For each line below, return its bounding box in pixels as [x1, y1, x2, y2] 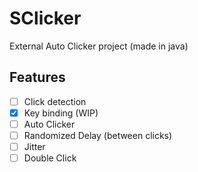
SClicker [9, 7, 82, 30]
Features [9, 69, 66, 86]
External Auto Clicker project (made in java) [9, 40, 189, 52]
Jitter [23, 141, 46, 152]
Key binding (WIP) [23, 107, 99, 119]
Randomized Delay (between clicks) [23, 129, 173, 141]
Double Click [23, 152, 77, 164]
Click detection [23, 95, 87, 107]
